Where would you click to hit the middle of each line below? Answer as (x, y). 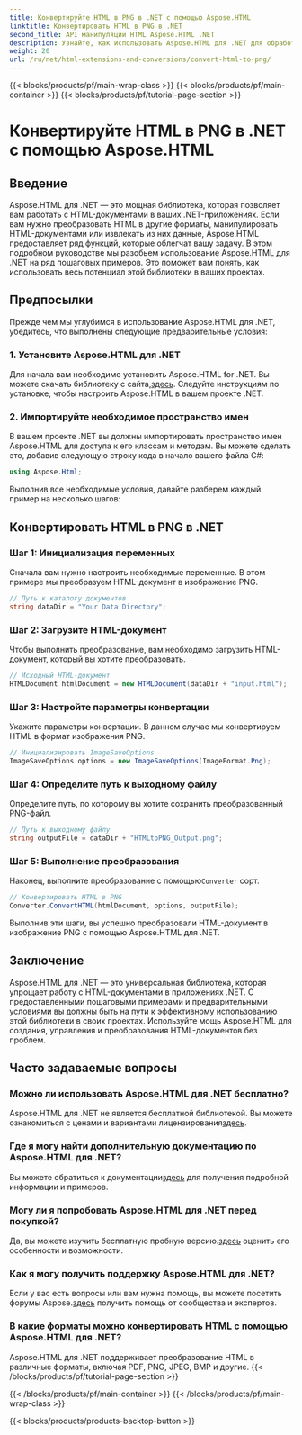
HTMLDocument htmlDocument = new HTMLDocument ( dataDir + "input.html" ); (148, 684)
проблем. (28, 1040)
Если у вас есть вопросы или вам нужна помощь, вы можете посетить (146, 1294)
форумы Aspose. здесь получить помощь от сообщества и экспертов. (143, 1303)
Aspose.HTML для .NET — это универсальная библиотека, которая (138, 982)
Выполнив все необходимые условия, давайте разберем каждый (135, 489)
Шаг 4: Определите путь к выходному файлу (113, 784)
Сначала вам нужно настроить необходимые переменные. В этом (138, 572)
